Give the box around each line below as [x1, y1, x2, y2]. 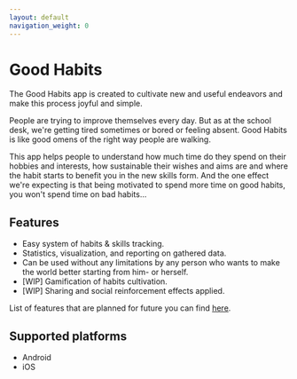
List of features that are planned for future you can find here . [9, 303, 231, 313]
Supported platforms [9, 328, 127, 343]
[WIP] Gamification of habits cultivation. [21, 276, 168, 287]
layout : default [9, 12, 69, 22]
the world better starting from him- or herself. [21, 267, 189, 278]
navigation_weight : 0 [9, 21, 90, 30]
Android [21, 352, 51, 363]
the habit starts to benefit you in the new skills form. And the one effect [9, 170, 270, 181]
